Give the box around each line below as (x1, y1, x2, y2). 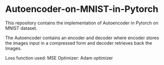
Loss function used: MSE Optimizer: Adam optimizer (5, 55, 113, 61)
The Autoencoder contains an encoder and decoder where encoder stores (5, 35, 159, 41)
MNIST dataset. (5, 25, 38, 31)
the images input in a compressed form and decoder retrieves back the (5, 40, 152, 46)
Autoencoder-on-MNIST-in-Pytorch (5, 3, 158, 15)
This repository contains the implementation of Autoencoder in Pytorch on (5, 20, 159, 26)
